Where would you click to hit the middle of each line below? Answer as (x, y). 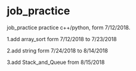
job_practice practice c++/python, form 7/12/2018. (69, 27)
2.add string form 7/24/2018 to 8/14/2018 (57, 50)
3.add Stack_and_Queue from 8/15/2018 (56, 62)
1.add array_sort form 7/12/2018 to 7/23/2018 (62, 39)
